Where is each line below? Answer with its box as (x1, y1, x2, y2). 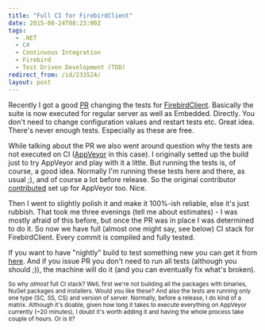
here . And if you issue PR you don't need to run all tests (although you (8, 256, 237, 266)
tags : (8, 26, 26, 34)
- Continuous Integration (15, 49, 102, 56)
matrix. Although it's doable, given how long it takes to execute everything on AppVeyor (8, 301, 248, 309)
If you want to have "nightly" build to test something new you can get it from (8, 247, 258, 257)
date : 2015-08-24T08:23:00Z (8, 19, 102, 27)
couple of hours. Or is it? (8, 315, 75, 323)
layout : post (8, 78, 52, 86)
